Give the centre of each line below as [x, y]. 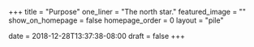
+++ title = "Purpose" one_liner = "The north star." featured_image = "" [127, 12]
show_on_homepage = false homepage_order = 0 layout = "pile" [116, 20]
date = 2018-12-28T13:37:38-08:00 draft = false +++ [97, 36]
